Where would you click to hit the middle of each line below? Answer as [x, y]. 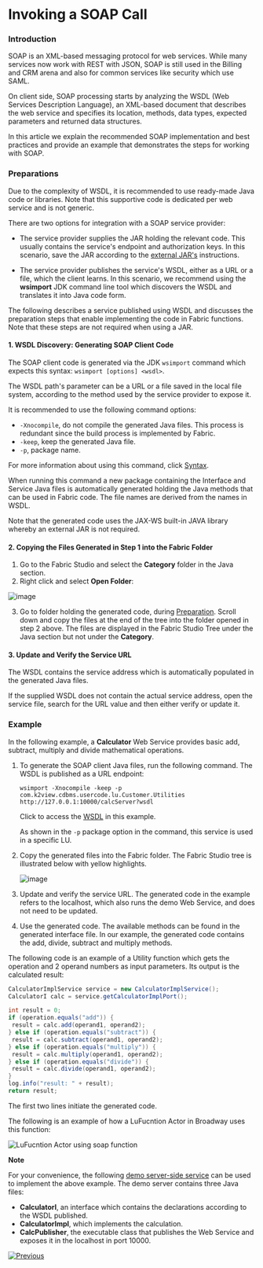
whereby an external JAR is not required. [74, 529]
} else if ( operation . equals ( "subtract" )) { [82, 1033]
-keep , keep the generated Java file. [77, 441]
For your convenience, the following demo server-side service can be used [130, 1175]
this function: [29, 1129]
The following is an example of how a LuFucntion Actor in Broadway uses [127, 1121]
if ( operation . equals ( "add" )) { [61, 1018]
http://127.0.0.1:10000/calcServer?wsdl [86, 802]
